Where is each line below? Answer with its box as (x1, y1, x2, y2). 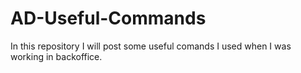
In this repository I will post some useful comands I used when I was (10, 40, 292, 52)
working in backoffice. (10, 50, 103, 62)
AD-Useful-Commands (10, 7, 207, 30)
